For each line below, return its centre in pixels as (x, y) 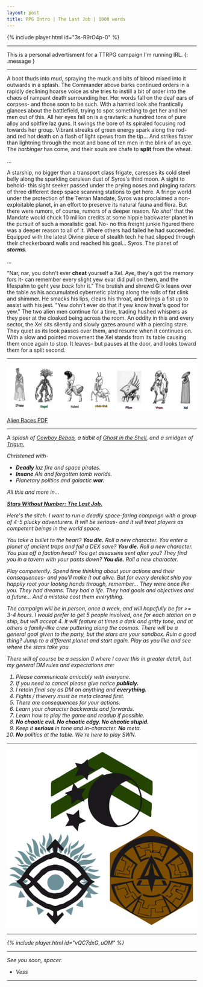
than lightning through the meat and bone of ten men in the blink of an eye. (100, 143)
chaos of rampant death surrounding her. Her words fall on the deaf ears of (100, 97)
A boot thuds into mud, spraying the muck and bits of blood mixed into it (96, 78)
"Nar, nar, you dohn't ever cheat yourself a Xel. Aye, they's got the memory (100, 273)
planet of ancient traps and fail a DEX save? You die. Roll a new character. (100, 546)
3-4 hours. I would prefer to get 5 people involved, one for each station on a (101, 615)
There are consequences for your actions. (68, 702)
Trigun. (16, 444)
